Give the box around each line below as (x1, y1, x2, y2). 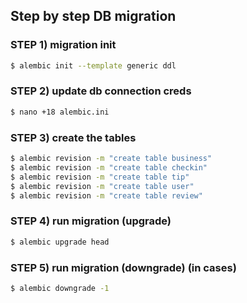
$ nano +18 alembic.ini (10, 107, 110, 117)
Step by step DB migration (10, 8, 177, 25)
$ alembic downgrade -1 (10, 283, 110, 293)
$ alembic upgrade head (10, 237, 110, 247)
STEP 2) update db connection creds (10, 84, 192, 98)
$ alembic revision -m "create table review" (10, 190, 203, 201)
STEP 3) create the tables (10, 130, 137, 144)
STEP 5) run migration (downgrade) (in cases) (10, 260, 237, 274)
